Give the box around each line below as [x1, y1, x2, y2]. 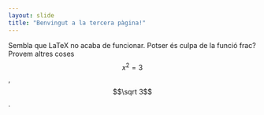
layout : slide [8, 11, 55, 20]
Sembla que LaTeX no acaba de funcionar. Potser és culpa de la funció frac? [8, 40, 256, 50]
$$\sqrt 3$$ [113, 87, 152, 97]
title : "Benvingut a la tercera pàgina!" [8, 19, 147, 27]
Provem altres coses [8, 49, 75, 58]
